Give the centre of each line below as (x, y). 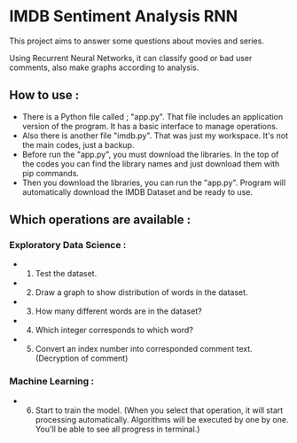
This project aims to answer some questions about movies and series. (137, 41)
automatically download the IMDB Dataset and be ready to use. (137, 191)
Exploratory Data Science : (68, 245)
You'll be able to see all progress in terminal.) (117, 429)
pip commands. (51, 173)
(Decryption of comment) (82, 358)
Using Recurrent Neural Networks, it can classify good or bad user (131, 58)
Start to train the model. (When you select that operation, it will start (159, 410)
